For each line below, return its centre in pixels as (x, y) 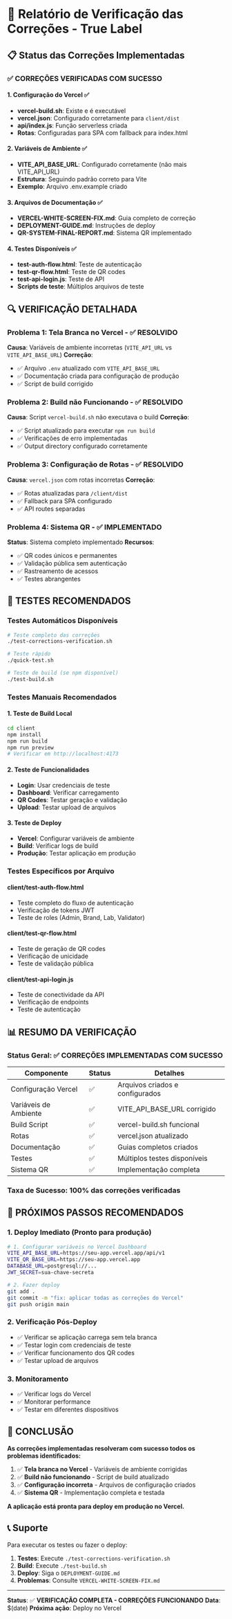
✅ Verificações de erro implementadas (72, 438)
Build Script (29, 1124)
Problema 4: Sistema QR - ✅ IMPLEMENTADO (85, 527)
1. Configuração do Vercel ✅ (48, 95)
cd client (21, 728)
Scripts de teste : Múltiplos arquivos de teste (80, 287)
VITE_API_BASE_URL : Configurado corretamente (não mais (102, 164)
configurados (139, 1093)
